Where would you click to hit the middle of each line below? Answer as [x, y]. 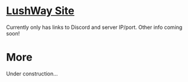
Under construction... [32, 73]
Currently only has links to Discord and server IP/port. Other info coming [94, 27]
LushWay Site [40, 11]
